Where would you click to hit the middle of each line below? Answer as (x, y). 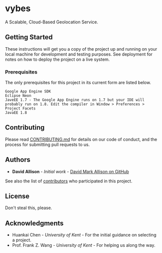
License (17, 196)
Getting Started (29, 37)
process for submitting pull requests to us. (47, 145)
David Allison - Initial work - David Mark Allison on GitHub (71, 171)
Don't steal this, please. (29, 208)
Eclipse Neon (18, 96)
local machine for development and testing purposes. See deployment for (79, 54)
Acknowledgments (35, 223)
